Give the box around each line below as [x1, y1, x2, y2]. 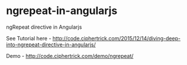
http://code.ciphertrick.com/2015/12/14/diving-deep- [52, 35, 181, 42]
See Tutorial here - [6, 35, 52, 42]
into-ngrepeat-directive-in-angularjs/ [6, 41, 96, 48]
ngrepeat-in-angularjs [6, 4, 118, 18]
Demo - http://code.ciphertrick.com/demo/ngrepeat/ [6, 52, 134, 59]
